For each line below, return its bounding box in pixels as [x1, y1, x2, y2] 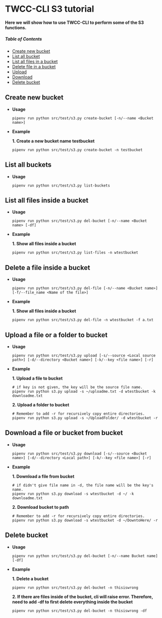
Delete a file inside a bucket [5, 263, 91, 271]
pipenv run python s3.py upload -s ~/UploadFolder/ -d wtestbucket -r [12, 415, 158, 420]
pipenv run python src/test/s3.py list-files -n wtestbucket [12, 250, 139, 255]
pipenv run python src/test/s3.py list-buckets [12, 183, 110, 188]
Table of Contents [5, 36, 42, 42]
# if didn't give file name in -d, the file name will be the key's [12, 483, 154, 488]
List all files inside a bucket [5, 196, 89, 204]
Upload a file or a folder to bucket [5, 330, 108, 339]
